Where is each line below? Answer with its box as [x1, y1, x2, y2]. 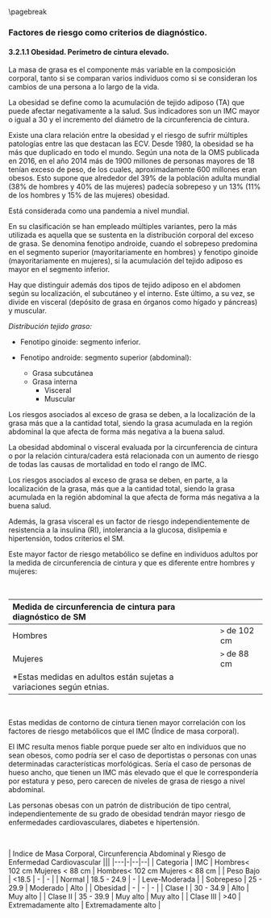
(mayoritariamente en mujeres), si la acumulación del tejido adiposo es [8, 256, 244, 265]
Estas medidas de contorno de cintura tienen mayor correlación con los [8, 718, 246, 728]
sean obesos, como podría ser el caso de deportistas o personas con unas [8, 750, 257, 761]
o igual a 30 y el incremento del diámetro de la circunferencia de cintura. [8, 115, 250, 124]
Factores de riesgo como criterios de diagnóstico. [8, 27, 208, 38]
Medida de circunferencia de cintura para [12, 601, 176, 612]
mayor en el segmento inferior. [8, 265, 110, 274]
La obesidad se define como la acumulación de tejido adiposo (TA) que [8, 98, 244, 107]
